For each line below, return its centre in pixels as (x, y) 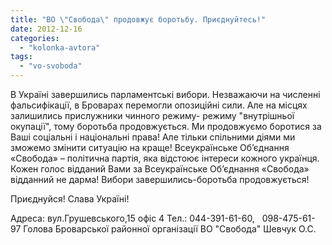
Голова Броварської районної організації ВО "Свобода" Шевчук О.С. (170, 229)
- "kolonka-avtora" (60, 47)
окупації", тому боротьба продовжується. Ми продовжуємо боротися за (166, 126)
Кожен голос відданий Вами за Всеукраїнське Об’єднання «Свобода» (160, 169)
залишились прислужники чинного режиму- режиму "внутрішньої (152, 115)
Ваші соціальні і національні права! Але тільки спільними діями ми (153, 137)
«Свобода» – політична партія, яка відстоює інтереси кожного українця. (165, 158)
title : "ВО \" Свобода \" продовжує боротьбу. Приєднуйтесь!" (138, 19)
